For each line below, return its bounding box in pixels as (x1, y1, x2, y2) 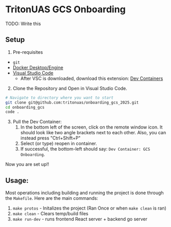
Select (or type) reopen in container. (20, 140, 98, 147)
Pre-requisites (12, 49, 43, 55)
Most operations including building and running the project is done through (5, 190, 164, 196)
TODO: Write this (5, 20, 41, 27)
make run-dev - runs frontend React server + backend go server (12, 216, 147, 222)
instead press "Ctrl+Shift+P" (20, 135, 81, 141)
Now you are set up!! (5, 161, 50, 168)
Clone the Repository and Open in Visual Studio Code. (12, 85, 127, 91)
